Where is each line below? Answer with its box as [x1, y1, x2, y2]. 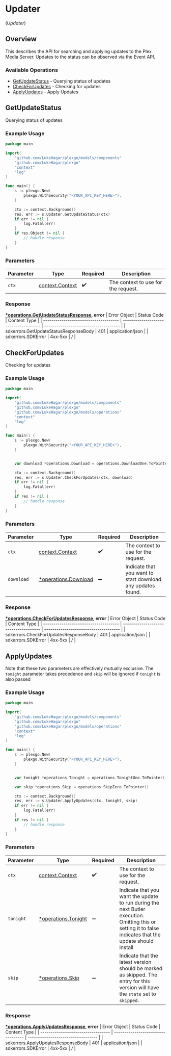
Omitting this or [119, 918, 156, 925]
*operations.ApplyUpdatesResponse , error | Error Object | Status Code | [5, 1023, 161, 1030]
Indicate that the [119, 952, 159, 959]
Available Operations [5, 66, 59, 73]
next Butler [119, 906, 146, 913]
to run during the [119, 899, 159, 906]
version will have [119, 984, 159, 991]
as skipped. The [119, 971, 158, 978]
